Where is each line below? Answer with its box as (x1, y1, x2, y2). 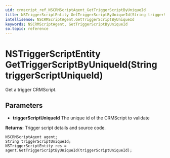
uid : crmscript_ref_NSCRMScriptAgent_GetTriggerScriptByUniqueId (5, 7, 146, 13)
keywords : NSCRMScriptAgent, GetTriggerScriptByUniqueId (5, 21, 128, 27)
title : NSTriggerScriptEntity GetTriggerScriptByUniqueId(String (5, 12, 146, 17)
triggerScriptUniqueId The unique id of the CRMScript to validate (12, 115, 150, 121)
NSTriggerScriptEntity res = (5, 143, 67, 148)
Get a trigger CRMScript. (5, 87, 57, 93)
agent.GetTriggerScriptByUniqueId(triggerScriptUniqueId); (5, 148, 133, 153)
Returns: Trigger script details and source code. (5, 124, 106, 131)
